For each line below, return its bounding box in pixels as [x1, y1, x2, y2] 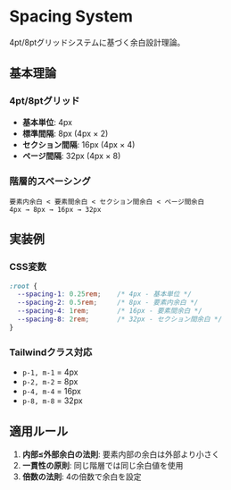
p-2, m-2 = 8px [21, 376, 78, 387]
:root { [9, 282, 38, 291]
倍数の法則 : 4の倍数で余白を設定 [21, 471, 142, 482]
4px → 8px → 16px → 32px [9, 205, 102, 214]
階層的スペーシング [9, 174, 91, 187]
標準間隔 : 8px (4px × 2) [21, 128, 109, 139]
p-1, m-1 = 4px [21, 367, 78, 377]
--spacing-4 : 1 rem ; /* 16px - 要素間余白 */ [17, 307, 202, 316]
